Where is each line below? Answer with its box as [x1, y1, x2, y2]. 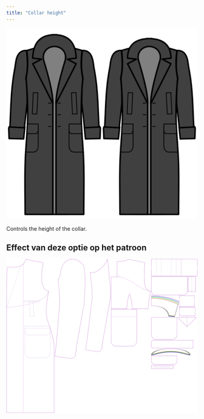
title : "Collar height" [6, 10, 67, 16]
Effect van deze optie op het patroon [6, 243, 147, 253]
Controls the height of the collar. [6, 225, 87, 232]
